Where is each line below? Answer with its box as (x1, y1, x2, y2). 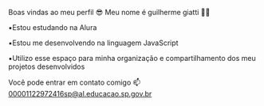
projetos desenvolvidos (8, 62, 85, 71)
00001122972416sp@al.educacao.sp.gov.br (8, 89, 152, 98)
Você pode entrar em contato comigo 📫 (8, 78, 141, 87)
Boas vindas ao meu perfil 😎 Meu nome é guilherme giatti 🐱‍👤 (8, 8, 211, 17)
